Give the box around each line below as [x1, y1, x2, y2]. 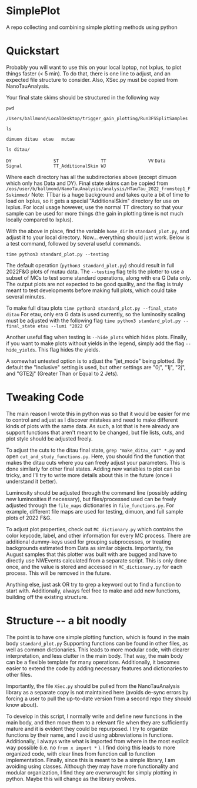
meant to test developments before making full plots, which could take [6, 287, 176, 294]
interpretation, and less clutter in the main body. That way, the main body [6, 652, 183, 659]
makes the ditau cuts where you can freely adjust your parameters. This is [6, 459, 186, 466]
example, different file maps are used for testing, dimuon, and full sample [6, 508, 183, 515]
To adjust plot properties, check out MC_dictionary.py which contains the [6, 525, 183, 532]
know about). [6, 701, 38, 708]
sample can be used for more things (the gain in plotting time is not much [6, 210, 183, 217]
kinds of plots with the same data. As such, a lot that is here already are [6, 422, 179, 429]
